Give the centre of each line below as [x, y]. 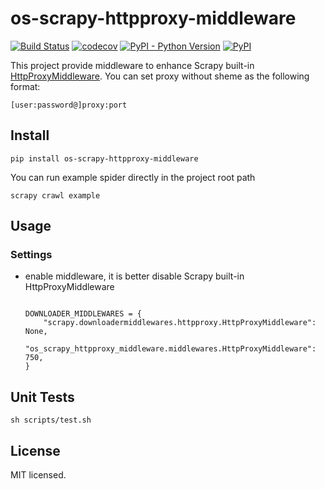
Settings [31, 255]
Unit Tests [42, 397]
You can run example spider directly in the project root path [133, 177]
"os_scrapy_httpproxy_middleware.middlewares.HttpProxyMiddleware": [170, 349]
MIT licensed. [38, 475]
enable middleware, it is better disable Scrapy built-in [134, 276]
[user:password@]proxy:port [69, 105]
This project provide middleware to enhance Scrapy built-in [132, 65]
